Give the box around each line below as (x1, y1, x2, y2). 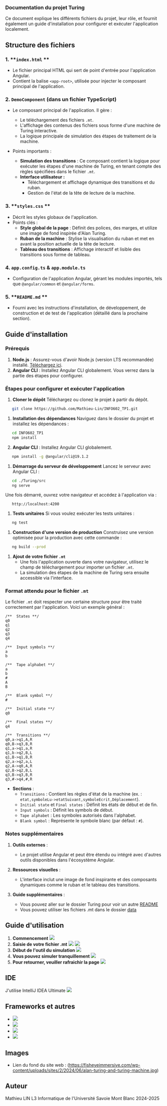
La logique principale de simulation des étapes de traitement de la (20, 133, 156, 139)
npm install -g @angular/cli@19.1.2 (12, 454, 89, 459)
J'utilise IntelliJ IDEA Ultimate (5, 988, 66, 994)
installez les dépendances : (12, 421, 69, 427)
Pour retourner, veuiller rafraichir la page (12, 959, 100, 965)
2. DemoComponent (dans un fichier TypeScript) (5, 96, 117, 103)
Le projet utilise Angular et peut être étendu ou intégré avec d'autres (20, 851, 161, 857)
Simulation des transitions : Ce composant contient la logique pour (20, 158, 160, 164)
